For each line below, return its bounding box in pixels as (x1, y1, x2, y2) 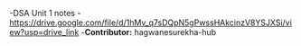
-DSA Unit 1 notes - (9, 8, 81, 18)
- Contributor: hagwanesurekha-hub (80, 27, 217, 37)
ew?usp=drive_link (9, 27, 80, 37)
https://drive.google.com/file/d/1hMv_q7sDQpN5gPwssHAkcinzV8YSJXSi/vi (9, 17, 292, 28)
